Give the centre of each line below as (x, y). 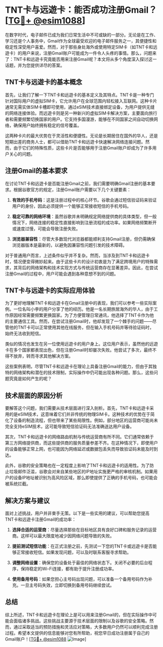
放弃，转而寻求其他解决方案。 (43, 356)
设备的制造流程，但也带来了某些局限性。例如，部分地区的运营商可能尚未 (86, 420)
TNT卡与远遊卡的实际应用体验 (50, 290)
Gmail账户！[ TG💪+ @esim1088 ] (46, 639)
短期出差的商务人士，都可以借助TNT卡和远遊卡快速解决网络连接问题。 (75, 141)
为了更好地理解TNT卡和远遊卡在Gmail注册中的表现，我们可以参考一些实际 (79, 303)
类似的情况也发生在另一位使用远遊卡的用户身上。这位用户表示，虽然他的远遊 (81, 344)
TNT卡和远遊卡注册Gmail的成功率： (41, 519)
